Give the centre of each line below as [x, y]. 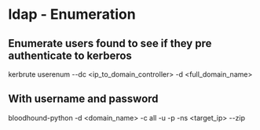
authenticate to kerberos [70, 55]
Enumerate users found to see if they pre [110, 43]
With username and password [83, 99]
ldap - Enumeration [72, 14]
